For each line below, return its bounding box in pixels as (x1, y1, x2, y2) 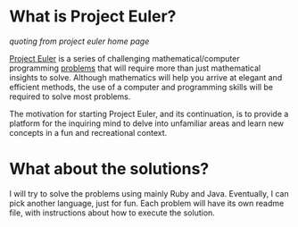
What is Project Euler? (9, 6, 177, 27)
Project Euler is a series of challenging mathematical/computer (9, 53, 240, 63)
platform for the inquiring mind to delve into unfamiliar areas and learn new (9, 118, 285, 129)
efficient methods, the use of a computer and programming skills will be (9, 81, 274, 92)
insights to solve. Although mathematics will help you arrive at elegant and (9, 71, 283, 82)
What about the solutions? (9, 159, 210, 180)
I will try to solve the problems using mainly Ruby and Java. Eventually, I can (9, 188, 289, 198)
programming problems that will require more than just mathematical (9, 63, 261, 73)
